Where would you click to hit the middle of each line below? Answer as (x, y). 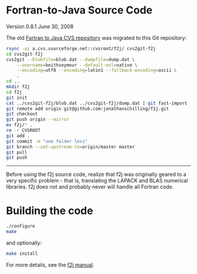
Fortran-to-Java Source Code (79, 10)
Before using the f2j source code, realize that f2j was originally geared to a (96, 174)
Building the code (50, 210)
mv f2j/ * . (19, 125)
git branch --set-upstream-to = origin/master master (70, 147)
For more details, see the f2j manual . (50, 265)
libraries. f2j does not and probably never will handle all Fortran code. (90, 187)
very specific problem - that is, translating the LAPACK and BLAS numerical (97, 181)
